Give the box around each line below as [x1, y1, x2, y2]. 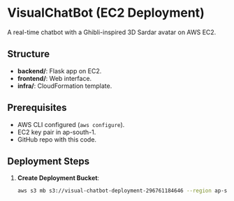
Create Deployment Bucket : [17, 174, 100, 182]
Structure [7, 48, 50, 60]
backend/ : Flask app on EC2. [17, 66, 102, 75]
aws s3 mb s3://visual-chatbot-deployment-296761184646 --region [17, 187, 212, 195]
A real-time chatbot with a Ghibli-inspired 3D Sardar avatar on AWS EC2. [7, 28, 217, 36]
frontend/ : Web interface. [17, 74, 92, 82]
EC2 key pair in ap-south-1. [17, 128, 96, 136]
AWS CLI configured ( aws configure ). [17, 120, 125, 128]
